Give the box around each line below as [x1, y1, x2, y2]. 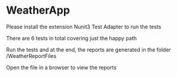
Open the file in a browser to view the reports [6, 63, 117, 71]
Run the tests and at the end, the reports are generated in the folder [6, 46, 172, 53]
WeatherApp [6, 4, 70, 17]
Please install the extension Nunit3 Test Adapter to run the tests [6, 23, 162, 30]
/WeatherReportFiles [6, 52, 57, 59]
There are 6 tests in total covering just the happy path [6, 34, 137, 41]
